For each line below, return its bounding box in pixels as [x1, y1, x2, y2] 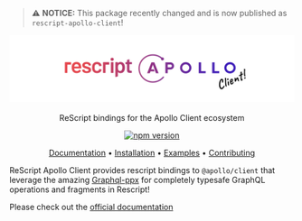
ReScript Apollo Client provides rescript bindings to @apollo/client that [9, 165, 276, 176]
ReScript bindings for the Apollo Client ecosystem [59, 113, 245, 124]
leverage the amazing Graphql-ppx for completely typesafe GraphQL [9, 175, 266, 186]
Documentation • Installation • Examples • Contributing [48, 148, 256, 159]
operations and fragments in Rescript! [9, 184, 151, 195]
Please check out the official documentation [9, 202, 174, 213]
